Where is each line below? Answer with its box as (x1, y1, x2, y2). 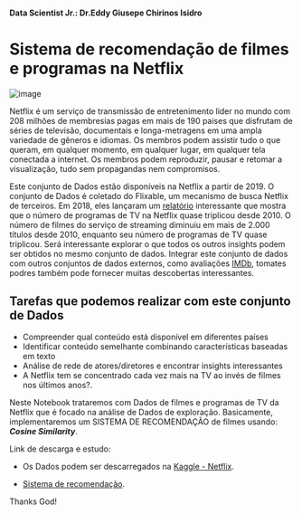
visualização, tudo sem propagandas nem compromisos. (9, 163, 221, 174)
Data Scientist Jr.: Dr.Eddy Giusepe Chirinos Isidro (9, 7, 203, 18)
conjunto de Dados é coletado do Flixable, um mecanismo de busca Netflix (9, 190, 289, 201)
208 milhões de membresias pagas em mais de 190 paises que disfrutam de (9, 115, 293, 126)
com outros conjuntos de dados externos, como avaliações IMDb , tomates (9, 258, 287, 269)
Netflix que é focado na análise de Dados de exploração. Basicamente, (9, 407, 274, 418)
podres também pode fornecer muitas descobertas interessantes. (9, 267, 255, 278)
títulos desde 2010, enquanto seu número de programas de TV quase (9, 229, 268, 240)
